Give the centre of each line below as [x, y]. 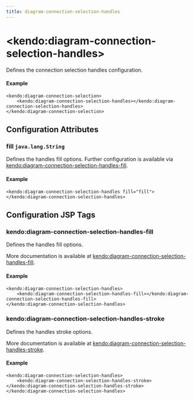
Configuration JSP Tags [51, 215]
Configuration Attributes [52, 130]
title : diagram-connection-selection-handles [63, 12]
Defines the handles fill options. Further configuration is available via [90, 159]
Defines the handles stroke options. [49, 331]
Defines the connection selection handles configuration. [75, 70]
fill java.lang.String [35, 147]
